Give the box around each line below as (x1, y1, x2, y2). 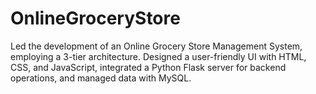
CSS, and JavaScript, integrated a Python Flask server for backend (10, 61, 287, 73)
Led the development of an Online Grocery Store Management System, (10, 40, 303, 52)
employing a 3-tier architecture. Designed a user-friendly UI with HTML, (10, 50, 307, 62)
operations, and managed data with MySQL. (10, 72, 192, 84)
